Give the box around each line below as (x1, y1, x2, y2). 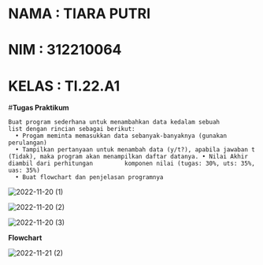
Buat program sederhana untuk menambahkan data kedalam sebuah (8, 118, 220, 126)
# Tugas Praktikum (8, 103, 69, 113)
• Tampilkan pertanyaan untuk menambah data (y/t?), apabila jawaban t (15, 146, 256, 154)
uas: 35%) (8, 166, 41, 174)
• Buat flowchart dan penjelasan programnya (15, 174, 164, 181)
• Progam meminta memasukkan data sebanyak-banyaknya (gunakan (15, 132, 227, 140)
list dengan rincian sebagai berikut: (8, 125, 135, 133)
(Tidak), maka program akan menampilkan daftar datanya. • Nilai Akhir (8, 153, 248, 161)
